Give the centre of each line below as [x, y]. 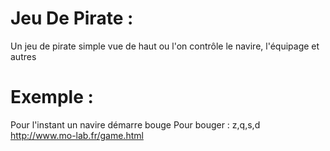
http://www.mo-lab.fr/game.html [77, 135]
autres [23, 56]
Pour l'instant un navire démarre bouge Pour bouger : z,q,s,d [135, 124]
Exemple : [52, 97]
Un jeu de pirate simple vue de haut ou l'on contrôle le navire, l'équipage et [165, 46]
